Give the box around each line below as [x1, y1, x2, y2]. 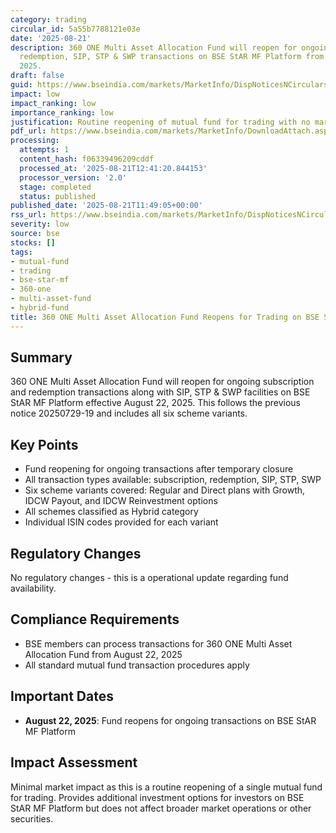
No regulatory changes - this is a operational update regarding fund [10, 572, 289, 584]
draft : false [10, 71, 65, 81]
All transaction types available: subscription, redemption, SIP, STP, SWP [24, 474, 322, 486]
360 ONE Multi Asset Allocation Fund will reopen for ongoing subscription [10, 376, 315, 388]
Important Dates [10, 688, 114, 705]
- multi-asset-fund [10, 294, 92, 304]
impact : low [10, 89, 60, 99]
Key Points [10, 436, 79, 453]
